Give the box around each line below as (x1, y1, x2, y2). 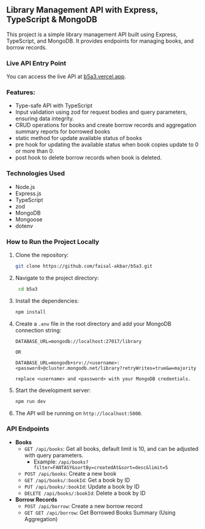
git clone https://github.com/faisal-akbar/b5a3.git (15, 263, 153, 269)
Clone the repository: (15, 251, 69, 259)
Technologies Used (6, 169, 65, 178)
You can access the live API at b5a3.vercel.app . (6, 73, 127, 80)
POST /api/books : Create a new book (24, 470, 117, 477)
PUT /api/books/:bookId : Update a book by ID (24, 483, 140, 490)
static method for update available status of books (15, 135, 143, 142)
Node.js (15, 183, 35, 190)
